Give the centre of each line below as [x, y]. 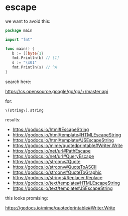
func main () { [20, 49]
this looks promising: [27, 198]
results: [13, 119]
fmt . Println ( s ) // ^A [34, 67]
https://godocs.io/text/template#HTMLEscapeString [66, 183]
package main [19, 30]
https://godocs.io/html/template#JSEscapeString [63, 140]
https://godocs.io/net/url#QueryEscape [53, 156]
